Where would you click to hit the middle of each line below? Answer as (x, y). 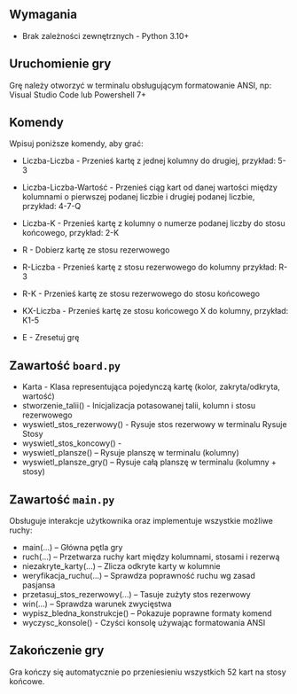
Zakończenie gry (57, 651)
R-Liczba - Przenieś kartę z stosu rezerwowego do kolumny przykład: (149, 267)
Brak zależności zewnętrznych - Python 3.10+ (106, 35)
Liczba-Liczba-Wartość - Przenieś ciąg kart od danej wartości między (149, 187)
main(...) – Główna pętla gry (72, 548)
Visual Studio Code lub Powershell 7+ (78, 94)
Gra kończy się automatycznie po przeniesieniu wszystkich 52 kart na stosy (148, 672)
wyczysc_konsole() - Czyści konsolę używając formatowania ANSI (144, 623)
